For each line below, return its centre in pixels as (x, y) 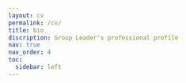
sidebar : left (38, 67)
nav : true (25, 45)
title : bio (26, 30)
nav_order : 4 (30, 52)
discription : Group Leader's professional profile (93, 38)
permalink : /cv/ (35, 23)
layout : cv (26, 15)
